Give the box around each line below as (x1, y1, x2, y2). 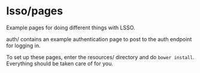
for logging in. (6, 42, 41, 49)
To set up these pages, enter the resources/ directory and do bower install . (6, 53, 195, 60)
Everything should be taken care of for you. (6, 60, 114, 67)
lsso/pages (6, 4, 63, 18)
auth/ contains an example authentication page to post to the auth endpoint (6, 35, 192, 42)
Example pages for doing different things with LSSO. (6, 24, 136, 31)
